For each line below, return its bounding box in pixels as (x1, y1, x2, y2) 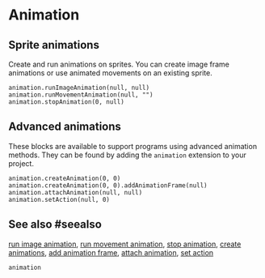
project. (8, 158, 35, 168)
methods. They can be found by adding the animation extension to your (8, 150, 246, 160)
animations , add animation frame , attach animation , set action (8, 247, 214, 257)
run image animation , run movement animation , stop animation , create (8, 239, 242, 249)
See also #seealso (8, 217, 103, 232)
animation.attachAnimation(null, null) (8, 188, 143, 196)
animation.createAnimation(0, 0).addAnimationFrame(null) (8, 181, 208, 190)
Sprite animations (8, 38, 99, 52)
